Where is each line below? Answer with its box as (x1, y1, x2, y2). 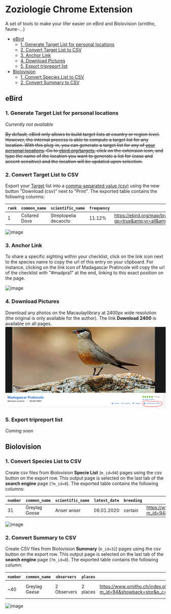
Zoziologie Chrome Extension (5, 4, 133, 15)
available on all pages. (5, 320, 52, 326)
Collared (21, 212, 39, 218)
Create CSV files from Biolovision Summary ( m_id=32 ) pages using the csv (5, 546, 161, 552)
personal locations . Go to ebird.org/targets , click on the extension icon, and (5, 147, 164, 153)
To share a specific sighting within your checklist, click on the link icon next (5, 253, 164, 259)
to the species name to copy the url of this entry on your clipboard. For (5, 259, 154, 265)
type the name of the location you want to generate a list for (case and (5, 152, 153, 159)
